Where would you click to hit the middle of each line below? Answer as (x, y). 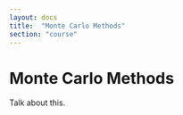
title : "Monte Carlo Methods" (67, 26)
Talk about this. (37, 103)
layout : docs (33, 17)
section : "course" (43, 34)
